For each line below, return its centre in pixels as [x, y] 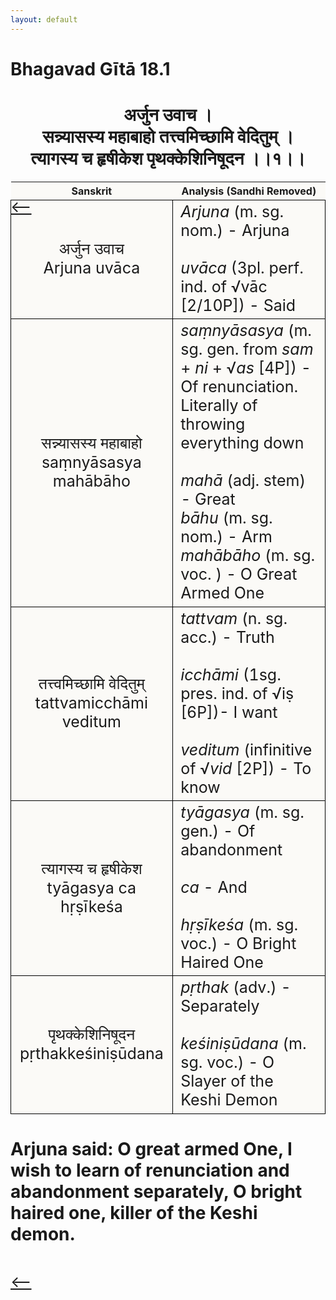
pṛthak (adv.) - [236, 987]
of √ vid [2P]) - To [246, 768]
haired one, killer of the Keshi [134, 1212]
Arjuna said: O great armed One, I [151, 1148]
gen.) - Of [218, 831]
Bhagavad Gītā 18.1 [90, 68]
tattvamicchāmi [91, 703]
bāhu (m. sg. [226, 518]
